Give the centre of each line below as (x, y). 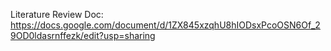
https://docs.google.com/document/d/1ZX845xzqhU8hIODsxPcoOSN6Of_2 (165, 25)
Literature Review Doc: (57, 14)
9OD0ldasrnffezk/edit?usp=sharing (83, 35)
